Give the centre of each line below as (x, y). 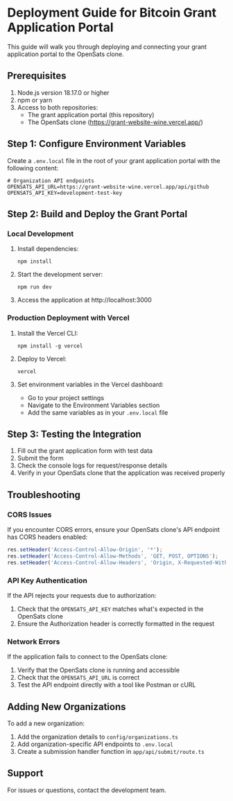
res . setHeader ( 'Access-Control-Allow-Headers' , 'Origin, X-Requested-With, (119, 562)
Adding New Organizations (67, 706)
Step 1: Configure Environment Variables (97, 144)
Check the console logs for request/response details (92, 465)
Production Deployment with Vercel (68, 318)
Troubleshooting (44, 495)
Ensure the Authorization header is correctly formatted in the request (116, 623)
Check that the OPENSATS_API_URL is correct (78, 678)
